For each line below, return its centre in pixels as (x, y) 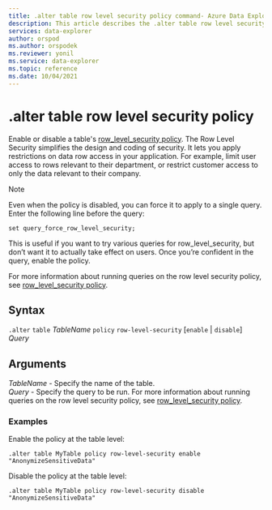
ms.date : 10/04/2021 (43, 76)
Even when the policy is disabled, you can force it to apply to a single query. (135, 204)
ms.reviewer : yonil (41, 54)
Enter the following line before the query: (76, 213)
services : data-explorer (50, 31)
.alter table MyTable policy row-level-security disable (106, 491)
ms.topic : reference (43, 69)
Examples (28, 422)
